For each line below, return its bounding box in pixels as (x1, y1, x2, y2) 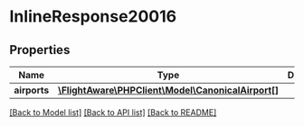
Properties (9, 42, 71, 58)
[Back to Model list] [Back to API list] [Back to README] (9, 107, 217, 118)
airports (14, 84, 50, 96)
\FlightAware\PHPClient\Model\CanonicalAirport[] (57, 84, 279, 96)
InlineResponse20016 (9, 6, 177, 27)
